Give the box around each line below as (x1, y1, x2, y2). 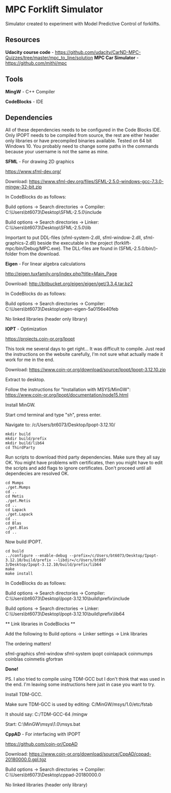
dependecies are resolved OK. (5, 470, 69, 477)
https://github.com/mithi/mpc (5, 60, 67, 66)
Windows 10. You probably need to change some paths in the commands (5, 143, 159, 149)
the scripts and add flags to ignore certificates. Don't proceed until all (5, 465, 152, 471)
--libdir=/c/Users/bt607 (53, 558, 106, 563)
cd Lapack (5, 507, 27, 512)
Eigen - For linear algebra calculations (5, 261, 86, 267)
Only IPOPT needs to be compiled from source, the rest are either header (5, 132, 159, 138)
